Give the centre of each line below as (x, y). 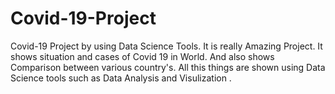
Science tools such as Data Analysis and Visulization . (121, 78)
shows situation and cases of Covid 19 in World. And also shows (142, 56)
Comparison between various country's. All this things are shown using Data (168, 67)
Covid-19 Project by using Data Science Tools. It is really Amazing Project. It (166, 46)
